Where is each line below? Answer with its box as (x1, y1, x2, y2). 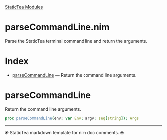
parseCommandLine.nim (5, 22, 110, 33)
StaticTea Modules (5, 4, 43, 10)
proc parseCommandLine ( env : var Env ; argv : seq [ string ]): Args (5, 116, 139, 121)
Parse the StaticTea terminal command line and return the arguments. (5, 38, 148, 44)
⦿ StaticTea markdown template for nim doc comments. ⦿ (5, 129, 124, 135)
